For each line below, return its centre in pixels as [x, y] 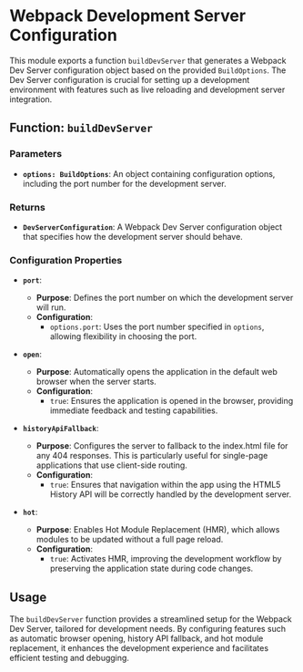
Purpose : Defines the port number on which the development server [165, 298]
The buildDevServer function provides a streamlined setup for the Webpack [151, 619]
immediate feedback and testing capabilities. [134, 410]
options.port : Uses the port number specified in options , [157, 327]
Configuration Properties [66, 260]
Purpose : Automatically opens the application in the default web [157, 372]
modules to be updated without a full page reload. [130, 540]
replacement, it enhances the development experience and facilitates [139, 648]
